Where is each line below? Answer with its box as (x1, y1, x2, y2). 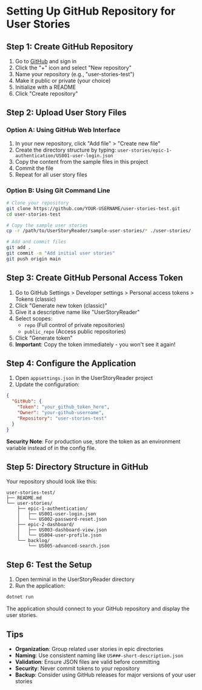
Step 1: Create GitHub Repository (6, 41, 133, 52)
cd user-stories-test (6, 211, 61, 217)
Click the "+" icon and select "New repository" (15, 64, 132, 71)
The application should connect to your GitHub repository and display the (6, 605, 190, 613)
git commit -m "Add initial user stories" (6, 250, 115, 256)
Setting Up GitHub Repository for (6, 4, 176, 18)
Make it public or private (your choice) (15, 77, 111, 84)
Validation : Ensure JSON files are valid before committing (15, 658, 160, 665)
